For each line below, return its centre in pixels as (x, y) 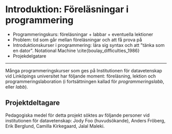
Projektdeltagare (33, 103)
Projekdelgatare (29, 56)
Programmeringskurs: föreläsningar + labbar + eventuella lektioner (83, 34)
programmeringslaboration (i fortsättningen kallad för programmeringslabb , (85, 81)
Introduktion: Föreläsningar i (67, 9)
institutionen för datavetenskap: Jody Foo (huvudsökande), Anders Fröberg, (85, 120)
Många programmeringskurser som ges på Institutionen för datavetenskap (84, 70)
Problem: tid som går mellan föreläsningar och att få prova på (77, 40)
